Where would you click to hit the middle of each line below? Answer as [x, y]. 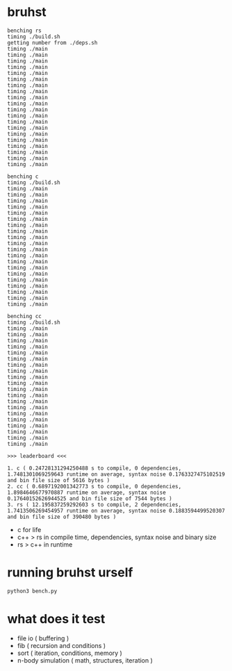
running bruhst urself [70, 573]
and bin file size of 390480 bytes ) [62, 517]
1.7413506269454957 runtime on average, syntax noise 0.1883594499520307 [116, 511]
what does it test [56, 619]
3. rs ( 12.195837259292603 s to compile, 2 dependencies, [94, 504]
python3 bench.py [32, 591]
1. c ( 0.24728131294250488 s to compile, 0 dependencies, [94, 468]
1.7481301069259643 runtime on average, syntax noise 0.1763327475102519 [116, 474]
